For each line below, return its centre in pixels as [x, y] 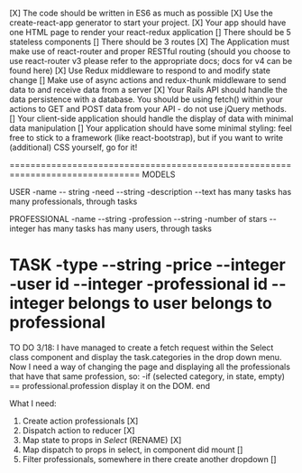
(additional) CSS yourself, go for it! [73, 147]
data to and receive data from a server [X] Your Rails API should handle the [149, 90]
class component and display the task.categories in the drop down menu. [146, 357]
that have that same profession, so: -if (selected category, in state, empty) [147, 376]
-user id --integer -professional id [139, 284]
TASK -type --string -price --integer [147, 265]
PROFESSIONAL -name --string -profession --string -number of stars [138, 219]
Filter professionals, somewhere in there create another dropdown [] [149, 459]
